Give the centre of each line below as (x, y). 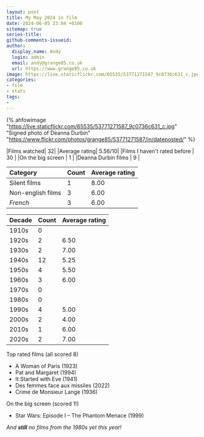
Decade (21, 220)
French (19, 203)
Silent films (25, 183)
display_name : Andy (36, 52)
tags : (13, 97)
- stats (16, 91)
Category (23, 172)
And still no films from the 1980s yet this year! (64, 427)
